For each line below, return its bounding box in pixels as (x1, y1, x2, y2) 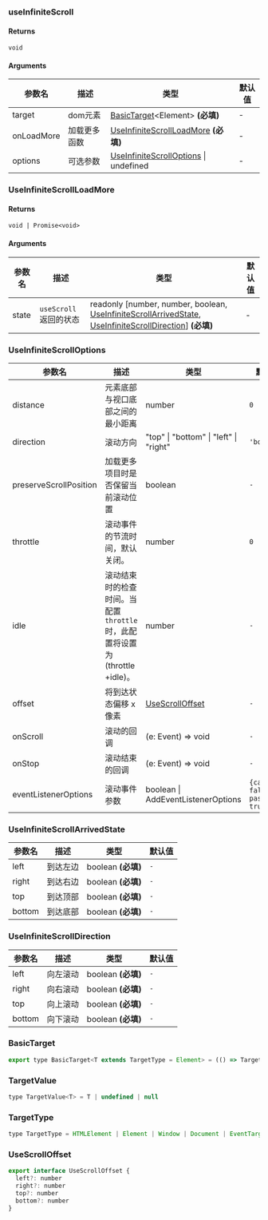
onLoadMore (12, 130, 61, 141)
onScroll (12, 730, 44, 741)
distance (12, 399, 45, 410)
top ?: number (15, 1189, 59, 1197)
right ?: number (15, 1182, 66, 1190)
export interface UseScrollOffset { (8, 1167, 130, 1175)
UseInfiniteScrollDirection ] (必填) (90, 320, 214, 331)
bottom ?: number (15, 1197, 69, 1205)
